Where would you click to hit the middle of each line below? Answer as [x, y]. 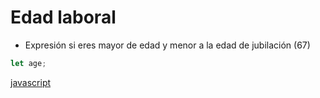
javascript [31, 82]
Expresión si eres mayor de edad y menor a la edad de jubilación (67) [167, 45]
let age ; [28, 63]
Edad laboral [63, 17]
